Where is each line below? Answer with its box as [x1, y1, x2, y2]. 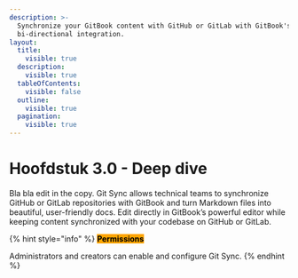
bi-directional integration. [17, 29, 125, 38]
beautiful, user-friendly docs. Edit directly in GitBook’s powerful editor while [9, 206, 286, 218]
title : [17, 46, 42, 55]
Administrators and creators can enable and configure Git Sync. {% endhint [9, 250, 286, 261]
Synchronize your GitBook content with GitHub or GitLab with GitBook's [17, 21, 292, 30]
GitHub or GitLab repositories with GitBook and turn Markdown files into [9, 197, 272, 208]
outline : [17, 95, 50, 105]
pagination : [17, 112, 62, 121]
